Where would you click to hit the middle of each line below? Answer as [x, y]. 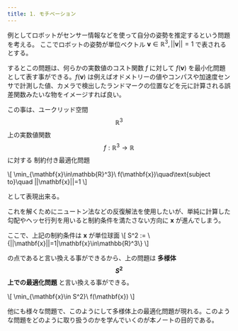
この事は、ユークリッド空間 [48, 110]
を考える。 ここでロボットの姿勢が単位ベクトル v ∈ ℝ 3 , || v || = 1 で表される [117, 43]
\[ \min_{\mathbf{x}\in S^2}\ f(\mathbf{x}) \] [71, 297]
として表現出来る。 [35, 196]
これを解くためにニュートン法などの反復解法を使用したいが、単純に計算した [119, 211]
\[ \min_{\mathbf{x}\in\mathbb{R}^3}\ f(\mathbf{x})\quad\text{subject [109, 174]
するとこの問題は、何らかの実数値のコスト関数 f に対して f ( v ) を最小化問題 [117, 68]
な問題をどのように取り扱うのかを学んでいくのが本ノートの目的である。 [113, 320]
